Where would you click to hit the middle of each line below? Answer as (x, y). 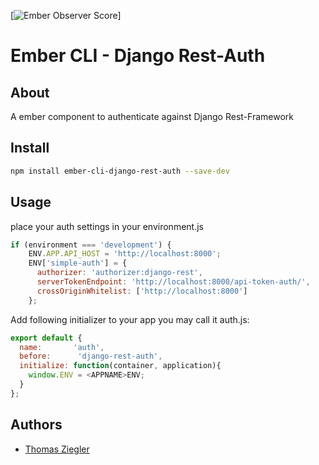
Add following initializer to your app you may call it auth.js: (130, 319)
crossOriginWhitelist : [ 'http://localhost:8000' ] (142, 291)
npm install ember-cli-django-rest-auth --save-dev (120, 171)
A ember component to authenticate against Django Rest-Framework (152, 116)
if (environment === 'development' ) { (91, 245)
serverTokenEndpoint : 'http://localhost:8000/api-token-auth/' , (173, 282)
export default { (46, 338)
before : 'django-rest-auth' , (91, 356)
